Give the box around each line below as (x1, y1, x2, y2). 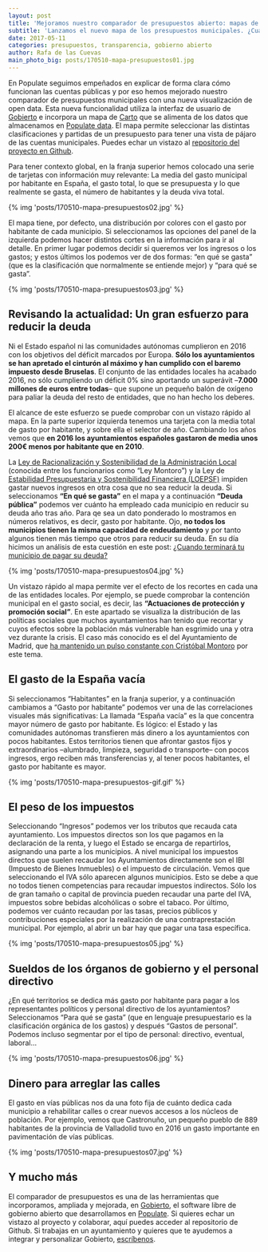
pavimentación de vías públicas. (8, 1131, 114, 1141)
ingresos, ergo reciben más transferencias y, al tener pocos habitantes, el (8, 753, 250, 763)
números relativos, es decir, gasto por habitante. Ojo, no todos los (8, 516, 226, 526)
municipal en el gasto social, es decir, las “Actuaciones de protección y (8, 598, 246, 608)
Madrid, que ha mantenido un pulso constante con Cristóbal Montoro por (8, 641, 249, 650)
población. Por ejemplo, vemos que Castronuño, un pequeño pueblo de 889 (8, 1115, 258, 1124)
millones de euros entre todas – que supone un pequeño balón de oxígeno (8, 384, 254, 393)
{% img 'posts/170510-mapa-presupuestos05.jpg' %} (8, 939, 184, 948)
